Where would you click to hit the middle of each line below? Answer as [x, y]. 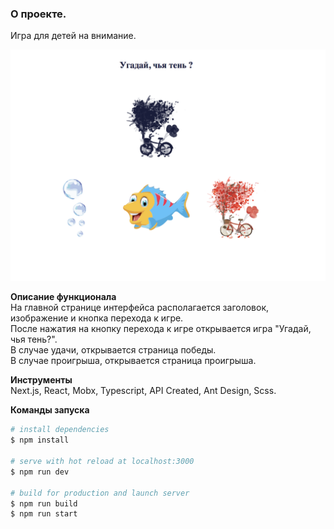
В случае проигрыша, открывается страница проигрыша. [133, 361]
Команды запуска [50, 410]
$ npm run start [44, 514]
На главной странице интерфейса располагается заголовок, [140, 308]
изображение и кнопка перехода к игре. [97, 318]
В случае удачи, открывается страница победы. [113, 350]
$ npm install [40, 440]
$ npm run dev [40, 472]
